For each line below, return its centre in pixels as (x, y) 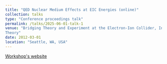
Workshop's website (26, 56)
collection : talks (24, 14)
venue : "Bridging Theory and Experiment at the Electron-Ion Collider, (81, 28)
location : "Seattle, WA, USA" (37, 42)
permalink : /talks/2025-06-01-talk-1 (44, 24)
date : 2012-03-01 (23, 38)
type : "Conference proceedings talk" (44, 19)
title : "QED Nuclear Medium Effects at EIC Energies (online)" (72, 10)
